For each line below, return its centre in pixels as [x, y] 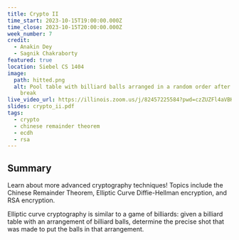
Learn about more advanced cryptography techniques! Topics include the [115, 185]
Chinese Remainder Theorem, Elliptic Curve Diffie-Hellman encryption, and [117, 193]
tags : [15, 113]
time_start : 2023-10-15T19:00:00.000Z [65, 21]
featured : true [30, 60]
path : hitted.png [39, 80]
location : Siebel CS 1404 [46, 67]
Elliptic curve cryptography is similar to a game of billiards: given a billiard [115, 214]
